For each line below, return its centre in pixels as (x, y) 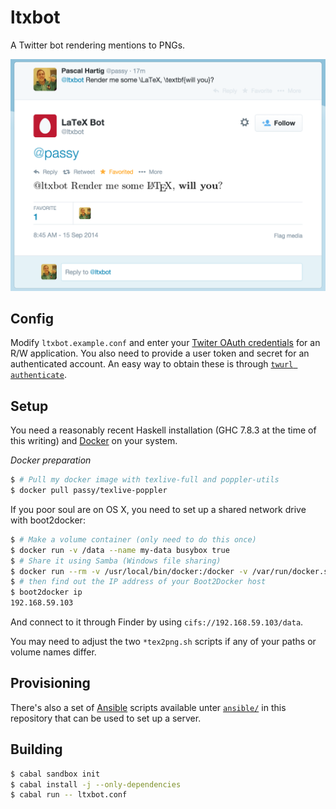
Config (32, 318)
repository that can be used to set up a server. (106, 718)
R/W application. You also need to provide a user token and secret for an (160, 353)
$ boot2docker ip (46, 592)
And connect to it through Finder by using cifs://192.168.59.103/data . (157, 622)
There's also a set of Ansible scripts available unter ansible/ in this (148, 707)
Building (36, 749)
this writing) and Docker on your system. (94, 441)
